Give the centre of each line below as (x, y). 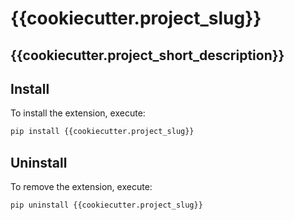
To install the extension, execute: (78, 113)
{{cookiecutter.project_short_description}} (147, 55)
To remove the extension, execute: (81, 187)
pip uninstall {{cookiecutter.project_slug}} (106, 205)
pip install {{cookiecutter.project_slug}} (102, 132)
